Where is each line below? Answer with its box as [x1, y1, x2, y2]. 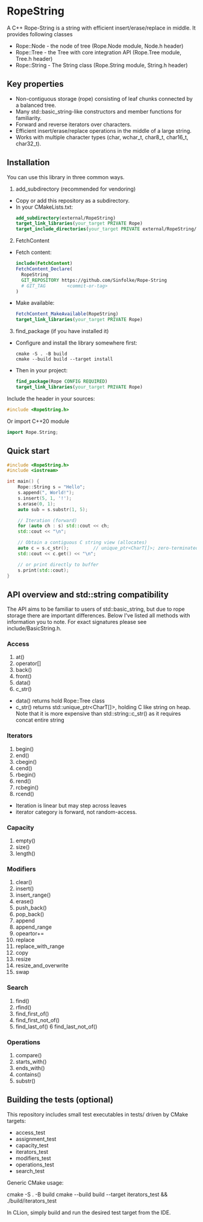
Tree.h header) [15, 55, 53, 62]
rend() [15, 777, 32, 784]
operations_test [15, 1160, 55, 1168]
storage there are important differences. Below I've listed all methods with [7, 612, 190, 619]
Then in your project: [15, 367, 68, 374]
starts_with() [15, 1058, 47, 1065]
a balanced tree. [15, 101, 57, 109]
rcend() [15, 790, 35, 797]
